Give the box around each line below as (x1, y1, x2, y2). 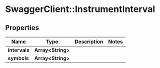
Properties (5, 23, 39, 32)
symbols (8, 55, 29, 61)
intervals (8, 46, 30, 53)
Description (74, 38, 103, 45)
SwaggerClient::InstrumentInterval (5, 3, 155, 15)
